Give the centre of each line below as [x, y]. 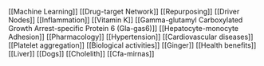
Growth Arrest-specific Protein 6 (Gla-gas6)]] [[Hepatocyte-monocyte [124, 28]
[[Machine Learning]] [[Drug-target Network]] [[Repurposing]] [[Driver [124, 12]
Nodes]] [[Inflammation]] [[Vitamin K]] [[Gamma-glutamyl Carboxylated [126, 20]
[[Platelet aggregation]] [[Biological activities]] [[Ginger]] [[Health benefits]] [132, 45]
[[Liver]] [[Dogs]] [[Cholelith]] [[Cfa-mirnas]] [81, 54]
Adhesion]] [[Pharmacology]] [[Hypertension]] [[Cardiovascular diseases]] [131, 37]
